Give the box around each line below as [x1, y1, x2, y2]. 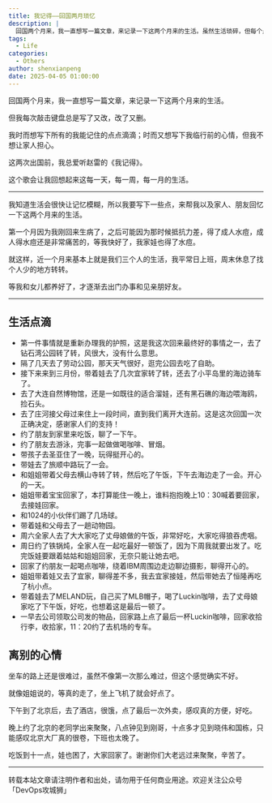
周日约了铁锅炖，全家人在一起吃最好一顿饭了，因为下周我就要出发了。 [19, 541, 255, 551]
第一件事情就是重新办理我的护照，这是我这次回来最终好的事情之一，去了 [19, 338, 261, 348]
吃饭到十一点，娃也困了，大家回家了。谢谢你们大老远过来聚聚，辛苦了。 [8, 750, 249, 760]
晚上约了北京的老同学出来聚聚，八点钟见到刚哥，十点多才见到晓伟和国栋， [8, 723, 257, 732]
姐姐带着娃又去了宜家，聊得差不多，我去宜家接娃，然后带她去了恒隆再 [19, 571, 255, 581]
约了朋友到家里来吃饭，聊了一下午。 [19, 429, 142, 439]
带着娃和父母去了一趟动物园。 [19, 521, 120, 530]
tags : [8, 34, 27, 43]
